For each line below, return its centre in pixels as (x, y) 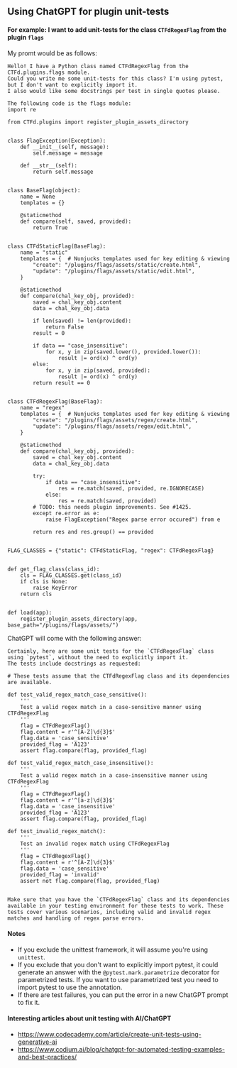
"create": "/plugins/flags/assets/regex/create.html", (116, 420)
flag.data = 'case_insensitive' (68, 806)
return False (64, 327)
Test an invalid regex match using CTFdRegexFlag (95, 844)
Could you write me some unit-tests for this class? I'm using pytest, (115, 78)
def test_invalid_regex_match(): (57, 831)
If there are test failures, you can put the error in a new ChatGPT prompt (123, 995)
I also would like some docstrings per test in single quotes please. (114, 91)
